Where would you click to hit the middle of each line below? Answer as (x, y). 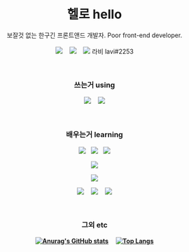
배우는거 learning (94, 135)
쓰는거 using (94, 85)
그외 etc (94, 225)
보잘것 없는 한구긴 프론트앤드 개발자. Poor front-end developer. (94, 35)
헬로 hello (94, 14)
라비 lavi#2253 (113, 51)
